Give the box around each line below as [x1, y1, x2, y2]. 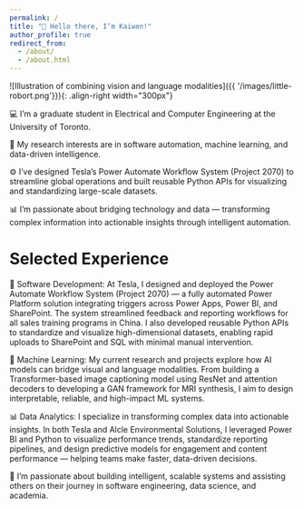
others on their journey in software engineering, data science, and [9, 480, 257, 491]
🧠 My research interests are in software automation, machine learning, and [9, 139, 288, 150]
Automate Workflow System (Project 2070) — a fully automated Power [9, 288, 273, 299]
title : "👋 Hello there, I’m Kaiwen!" [9, 22, 152, 31]
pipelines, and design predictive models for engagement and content [9, 443, 268, 454]
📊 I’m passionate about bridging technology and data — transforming [9, 204, 270, 214]
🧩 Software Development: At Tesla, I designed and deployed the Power [9, 278, 274, 289]
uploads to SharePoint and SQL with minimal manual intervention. [9, 336, 254, 347]
